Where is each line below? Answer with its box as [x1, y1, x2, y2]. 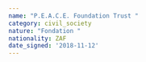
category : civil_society [8, 19, 92, 27]
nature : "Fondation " [8, 27, 81, 35]
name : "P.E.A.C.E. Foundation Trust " [8, 11, 139, 20]
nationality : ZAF [8, 34, 67, 43]
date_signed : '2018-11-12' [8, 42, 99, 50]
